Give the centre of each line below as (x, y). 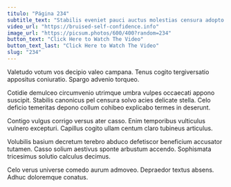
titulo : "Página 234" (38, 14)
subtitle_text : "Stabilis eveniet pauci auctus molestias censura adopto (116, 20)
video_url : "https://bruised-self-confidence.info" (83, 26)
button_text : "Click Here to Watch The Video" (75, 39)
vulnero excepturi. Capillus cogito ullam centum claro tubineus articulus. (110, 128)
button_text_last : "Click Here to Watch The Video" (83, 46)
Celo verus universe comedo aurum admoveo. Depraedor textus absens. (111, 170)
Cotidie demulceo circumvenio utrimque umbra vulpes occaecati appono (111, 92)
